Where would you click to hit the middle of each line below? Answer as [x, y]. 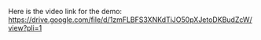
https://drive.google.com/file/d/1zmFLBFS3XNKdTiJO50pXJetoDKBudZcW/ [130, 20]
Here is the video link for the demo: [65, 11]
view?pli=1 [25, 28]
